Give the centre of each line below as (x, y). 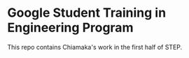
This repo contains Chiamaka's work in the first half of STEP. (95, 47)
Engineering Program (70, 28)
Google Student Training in (87, 13)
